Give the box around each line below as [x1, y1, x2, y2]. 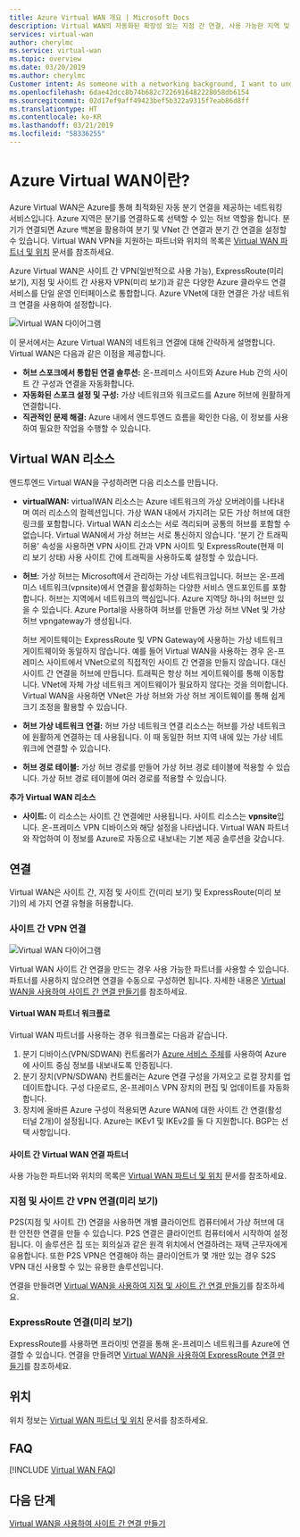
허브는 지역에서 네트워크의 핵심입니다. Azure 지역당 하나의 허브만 [48, 593, 275, 604]
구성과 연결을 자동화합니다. [41, 378, 135, 388]
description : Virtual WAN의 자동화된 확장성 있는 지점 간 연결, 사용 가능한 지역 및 [9, 21, 290, 30]
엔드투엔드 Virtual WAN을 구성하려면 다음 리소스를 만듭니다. [9, 477, 219, 488]
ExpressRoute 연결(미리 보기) [9, 1316, 133, 1329]
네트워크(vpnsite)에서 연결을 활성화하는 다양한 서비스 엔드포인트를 [38, 581, 271, 592]
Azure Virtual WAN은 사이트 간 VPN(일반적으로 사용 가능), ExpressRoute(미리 [9, 265, 284, 276]
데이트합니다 [21, 1082, 67, 1092]
